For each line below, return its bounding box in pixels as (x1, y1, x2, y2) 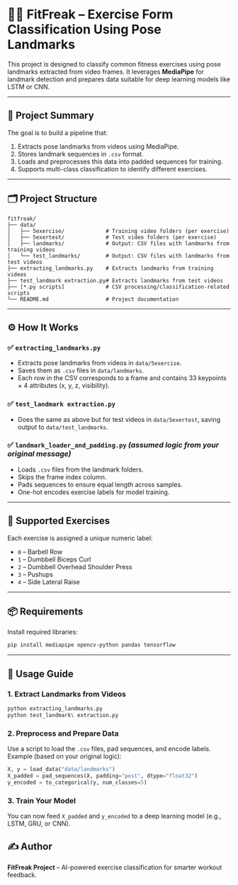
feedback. (7, 870, 37, 879)
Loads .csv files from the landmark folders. (17, 465, 144, 474)
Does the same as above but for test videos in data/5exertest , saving (17, 415, 221, 423)
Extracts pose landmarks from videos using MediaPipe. (17, 142, 179, 151)
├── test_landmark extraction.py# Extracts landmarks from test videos (7, 277, 223, 284)
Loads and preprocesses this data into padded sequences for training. (17, 157, 223, 166)
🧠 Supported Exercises (7, 515, 110, 527)
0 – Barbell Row (17, 547, 63, 556)
